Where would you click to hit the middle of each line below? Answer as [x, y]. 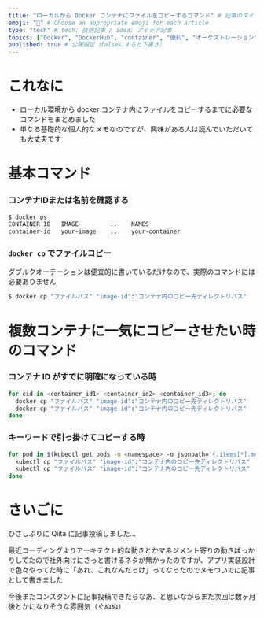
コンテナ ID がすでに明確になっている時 [82, 377]
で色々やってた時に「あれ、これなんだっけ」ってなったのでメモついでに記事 [132, 570]
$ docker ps [27, 217]
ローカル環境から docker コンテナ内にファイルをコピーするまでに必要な [136, 109]
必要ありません [32, 282]
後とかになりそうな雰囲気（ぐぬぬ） [67, 606]
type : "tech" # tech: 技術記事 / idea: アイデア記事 [90, 30]
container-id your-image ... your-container [94, 232]
